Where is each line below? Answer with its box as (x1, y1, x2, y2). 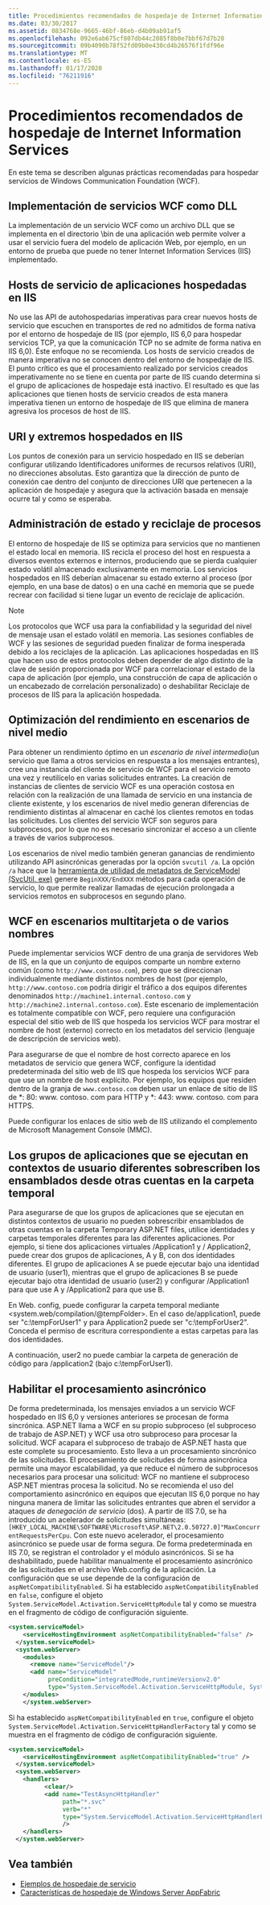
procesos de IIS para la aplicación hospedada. (8, 690, 162, 699)
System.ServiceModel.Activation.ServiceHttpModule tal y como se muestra (8, 1599, 257, 1608)
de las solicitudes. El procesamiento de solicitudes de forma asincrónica (8, 1455, 247, 1465)
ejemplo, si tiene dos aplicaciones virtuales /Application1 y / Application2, (8, 1242, 252, 1251)
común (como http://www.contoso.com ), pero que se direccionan (8, 965, 223, 975)
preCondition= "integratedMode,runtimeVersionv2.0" (47, 1675, 221, 1684)
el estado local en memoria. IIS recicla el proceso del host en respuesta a (8, 547, 251, 557)
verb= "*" (62, 1805, 92, 1813)
